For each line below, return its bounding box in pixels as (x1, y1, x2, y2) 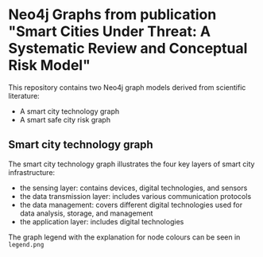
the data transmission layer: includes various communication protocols (19, 191, 252, 201)
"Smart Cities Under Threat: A (8, 22, 211, 41)
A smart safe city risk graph (19, 115, 111, 124)
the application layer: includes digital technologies (19, 216, 184, 226)
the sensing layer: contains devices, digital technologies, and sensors (19, 183, 248, 193)
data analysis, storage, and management (19, 208, 153, 218)
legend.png (8, 240, 44, 248)
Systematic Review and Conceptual (8, 40, 248, 57)
